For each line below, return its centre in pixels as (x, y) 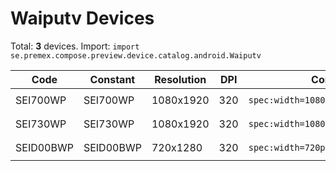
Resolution (180, 79)
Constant (112, 79)
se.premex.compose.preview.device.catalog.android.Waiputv (136, 55)
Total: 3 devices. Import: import (75, 46)
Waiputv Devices (82, 18)
